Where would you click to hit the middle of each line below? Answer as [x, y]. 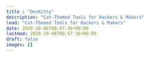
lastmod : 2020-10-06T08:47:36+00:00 [51, 34]
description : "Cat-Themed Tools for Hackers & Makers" [75, 17]
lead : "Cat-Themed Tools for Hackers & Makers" [66, 23]
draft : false [22, 39]
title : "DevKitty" [30, 12]
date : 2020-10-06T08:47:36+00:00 [47, 28]
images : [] [20, 45]
